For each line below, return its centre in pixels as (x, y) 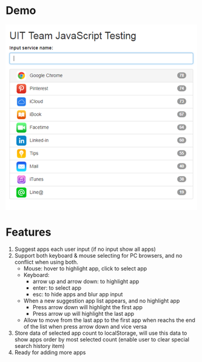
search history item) (39, 346)
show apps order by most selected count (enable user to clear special (102, 339)
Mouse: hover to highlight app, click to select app (85, 268)
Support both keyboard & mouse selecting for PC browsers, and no (98, 255)
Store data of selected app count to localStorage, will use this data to (101, 333)
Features (29, 232)
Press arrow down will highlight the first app (88, 307)
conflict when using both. (46, 262)
